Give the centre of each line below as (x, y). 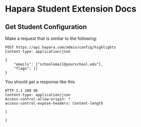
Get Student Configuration (46, 27)
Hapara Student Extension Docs (71, 9)
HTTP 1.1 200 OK (21, 91)
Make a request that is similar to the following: (51, 38)
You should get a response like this (40, 82)
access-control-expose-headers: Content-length (54, 103)
